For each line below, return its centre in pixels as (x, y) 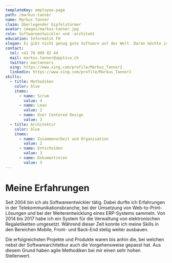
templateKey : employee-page (35, 10)
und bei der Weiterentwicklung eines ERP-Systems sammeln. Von (96, 213)
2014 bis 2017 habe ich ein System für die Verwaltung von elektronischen (83, 218)
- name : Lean (33, 106)
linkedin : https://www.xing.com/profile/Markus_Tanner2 (71, 72)
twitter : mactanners (32, 63)
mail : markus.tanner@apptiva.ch (45, 58)
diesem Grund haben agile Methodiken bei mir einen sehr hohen (73, 250)
